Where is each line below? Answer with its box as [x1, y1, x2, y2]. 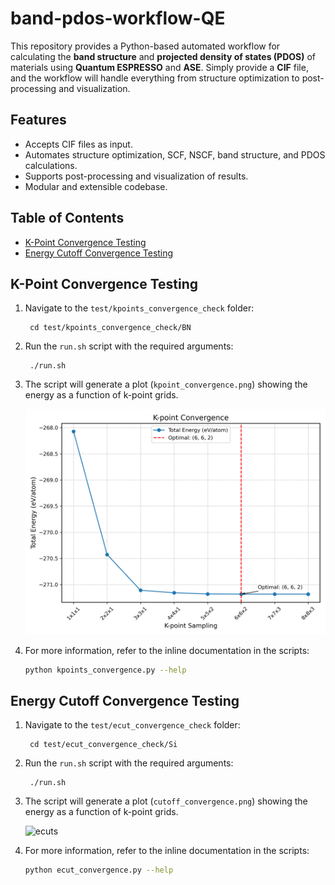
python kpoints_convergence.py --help [24, 665, 187, 675]
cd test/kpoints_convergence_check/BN [29, 323, 192, 333]
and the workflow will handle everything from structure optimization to [10, 72, 300, 84]
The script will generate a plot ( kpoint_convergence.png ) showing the [24, 378, 308, 391]
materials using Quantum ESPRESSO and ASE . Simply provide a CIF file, [10, 61, 309, 73]
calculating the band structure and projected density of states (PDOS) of [10, 50, 316, 62]
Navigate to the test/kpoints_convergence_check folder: [24, 302, 255, 314]
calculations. [24, 159, 78, 171]
